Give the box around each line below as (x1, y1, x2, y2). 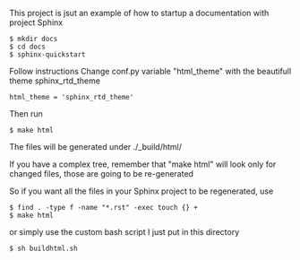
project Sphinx (9, 17, 64, 28)
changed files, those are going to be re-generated (9, 169, 194, 178)
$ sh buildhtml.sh (9, 244, 78, 253)
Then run (9, 108, 43, 119)
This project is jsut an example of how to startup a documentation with (9, 8, 270, 18)
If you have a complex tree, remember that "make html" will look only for (9, 159, 277, 169)
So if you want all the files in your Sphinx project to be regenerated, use (9, 186, 274, 196)
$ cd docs (9, 42, 47, 51)
